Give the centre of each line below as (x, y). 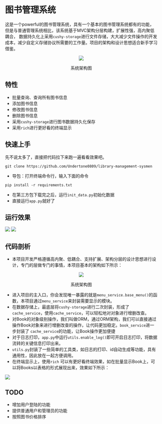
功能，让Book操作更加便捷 (89, 331)
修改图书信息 (25, 109)
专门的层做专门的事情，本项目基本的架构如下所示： (71, 265)
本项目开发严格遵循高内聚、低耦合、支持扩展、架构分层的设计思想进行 (82, 259)
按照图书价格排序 (29, 417)
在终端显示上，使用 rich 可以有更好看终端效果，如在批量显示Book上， (81, 361)
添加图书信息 (25, 103)
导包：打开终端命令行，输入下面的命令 (50, 176)
